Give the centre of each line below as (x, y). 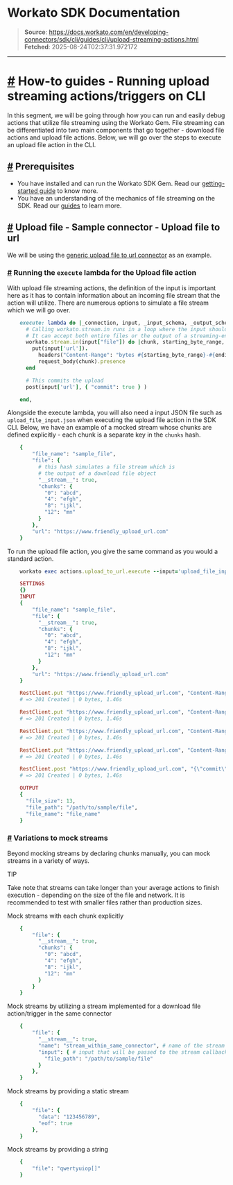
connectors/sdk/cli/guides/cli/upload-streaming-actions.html (111, 39)
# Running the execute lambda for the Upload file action (102, 273)
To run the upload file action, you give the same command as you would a (113, 551)
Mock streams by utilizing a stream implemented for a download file (104, 1006)
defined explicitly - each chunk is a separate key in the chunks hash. (104, 435)
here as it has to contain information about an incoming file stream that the (114, 295)
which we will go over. (39, 310)
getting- (213, 183)
